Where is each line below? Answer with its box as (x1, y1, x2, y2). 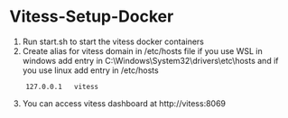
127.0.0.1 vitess (25, 82, 99, 91)
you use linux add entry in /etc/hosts (22, 65, 160, 76)
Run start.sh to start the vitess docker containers (22, 36, 205, 47)
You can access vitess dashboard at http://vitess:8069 (22, 97, 227, 109)
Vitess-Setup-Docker (9, 6, 174, 27)
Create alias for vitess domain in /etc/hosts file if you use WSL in (22, 45, 264, 56)
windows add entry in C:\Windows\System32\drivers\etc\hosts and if (22, 55, 279, 66)
